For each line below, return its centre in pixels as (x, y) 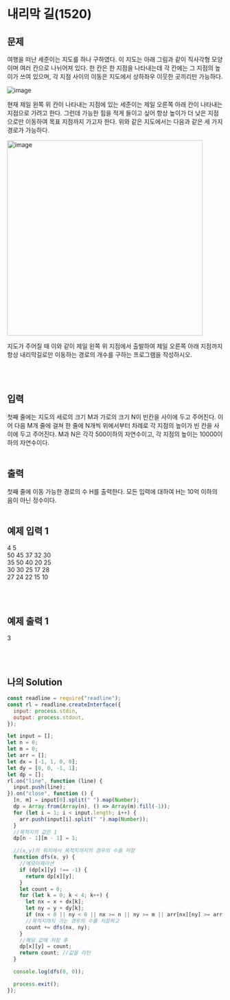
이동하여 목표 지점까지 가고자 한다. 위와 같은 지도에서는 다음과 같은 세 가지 (124, 122)
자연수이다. (35, 442)
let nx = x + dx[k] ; (55, 902)
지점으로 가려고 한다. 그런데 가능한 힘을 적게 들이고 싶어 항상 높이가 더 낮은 (107, 113)
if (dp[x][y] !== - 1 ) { (54, 870)
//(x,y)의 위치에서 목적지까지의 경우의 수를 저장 (74, 851)
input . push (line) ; (40, 787)
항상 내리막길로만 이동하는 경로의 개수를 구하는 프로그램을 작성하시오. (100, 355)
